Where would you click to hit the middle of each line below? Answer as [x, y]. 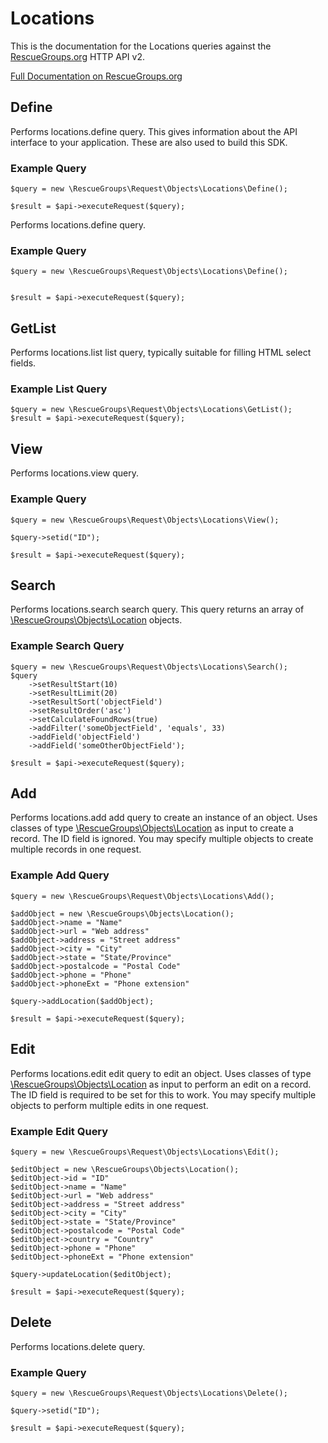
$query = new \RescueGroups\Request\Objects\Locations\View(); [145, 520]
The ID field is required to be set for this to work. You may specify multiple [163, 1094]
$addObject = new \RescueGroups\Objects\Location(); [122, 913]
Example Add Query [60, 875]
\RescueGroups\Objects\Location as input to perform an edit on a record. [161, 1084]
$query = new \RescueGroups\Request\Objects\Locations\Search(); [149, 667]
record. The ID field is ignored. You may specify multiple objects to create [162, 839]
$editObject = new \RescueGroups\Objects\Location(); [125, 1169]
